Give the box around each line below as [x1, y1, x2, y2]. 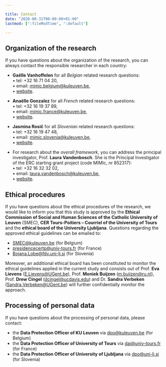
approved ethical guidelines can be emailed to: [5, 230, 101, 236]
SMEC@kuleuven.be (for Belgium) [12, 240, 83, 246]
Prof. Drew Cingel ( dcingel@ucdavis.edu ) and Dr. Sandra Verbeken [5, 276, 145, 282]
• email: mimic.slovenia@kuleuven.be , [12, 134, 91, 140]
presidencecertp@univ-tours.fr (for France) [12, 245, 102, 251]
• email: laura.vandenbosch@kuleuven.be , [12, 171, 100, 177]
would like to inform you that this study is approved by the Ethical [5, 209, 140, 215]
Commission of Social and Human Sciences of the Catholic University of [5, 214, 158, 220]
